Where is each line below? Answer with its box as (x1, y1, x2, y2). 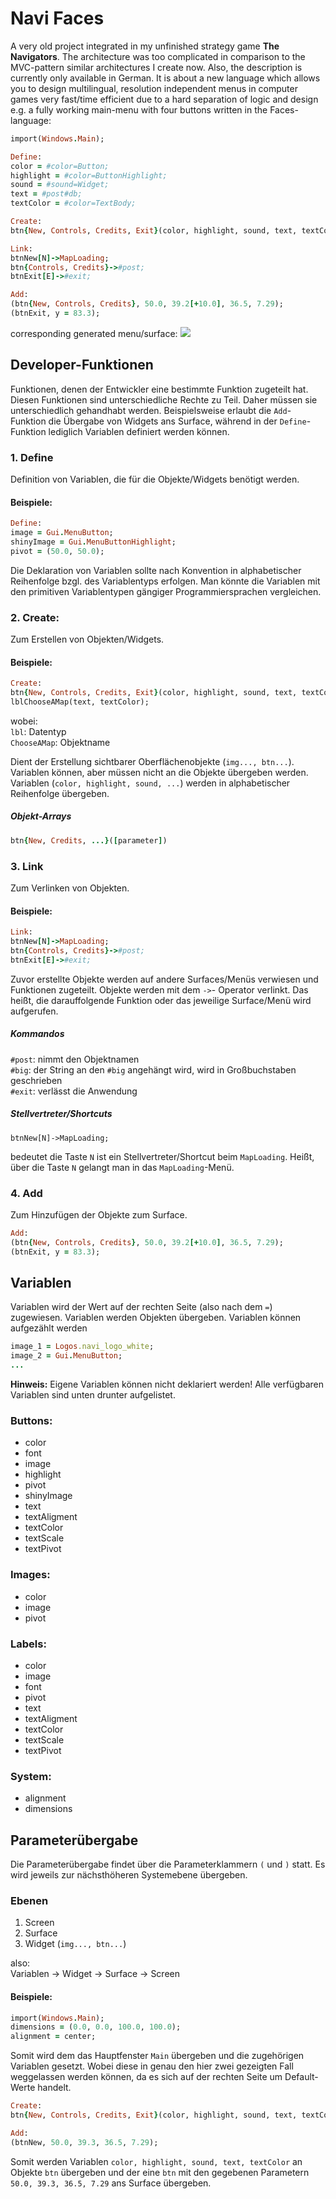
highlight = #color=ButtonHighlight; (10, 170, 168, 181)
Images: (10, 1568, 51, 1582)
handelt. (37, 2082, 72, 2094)
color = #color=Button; (10, 161, 110, 171)
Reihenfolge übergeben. (10, 787, 110, 799)
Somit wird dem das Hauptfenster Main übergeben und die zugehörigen (10, 2050, 305, 2062)
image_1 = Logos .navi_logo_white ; (10, 1342, 155, 1352)
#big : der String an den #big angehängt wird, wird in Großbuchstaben (10, 1063, 297, 1076)
